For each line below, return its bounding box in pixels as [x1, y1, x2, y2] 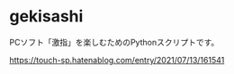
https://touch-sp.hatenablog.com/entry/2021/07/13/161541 [9, 54, 225, 65]
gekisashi [9, 6, 84, 27]
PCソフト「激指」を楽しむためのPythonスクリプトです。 [9, 37, 220, 47]
